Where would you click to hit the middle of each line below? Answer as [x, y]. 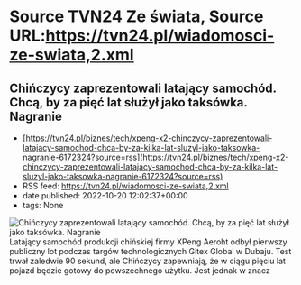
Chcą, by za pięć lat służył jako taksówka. [128, 102]
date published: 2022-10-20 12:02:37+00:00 [105, 195]
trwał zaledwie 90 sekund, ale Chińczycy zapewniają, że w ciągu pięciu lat [148, 261]
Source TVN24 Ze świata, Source [137, 17]
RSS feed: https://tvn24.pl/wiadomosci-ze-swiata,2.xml [125, 186]
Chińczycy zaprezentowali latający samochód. [143, 88]
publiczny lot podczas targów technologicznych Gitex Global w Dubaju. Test [150, 251]
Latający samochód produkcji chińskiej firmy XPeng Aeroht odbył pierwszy [148, 242]
